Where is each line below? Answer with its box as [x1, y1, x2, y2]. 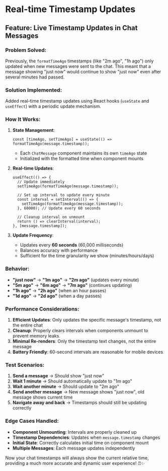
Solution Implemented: [5, 87, 62, 94]
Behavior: [5, 265, 30, 272]
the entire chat [12, 322, 43, 328]
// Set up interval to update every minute [17, 193, 110, 198]
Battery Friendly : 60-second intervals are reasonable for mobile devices [12, 349, 163, 355]
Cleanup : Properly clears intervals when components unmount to [12, 328, 148, 334]
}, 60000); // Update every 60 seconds [17, 206, 101, 211]
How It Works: [5, 116, 41, 123]
